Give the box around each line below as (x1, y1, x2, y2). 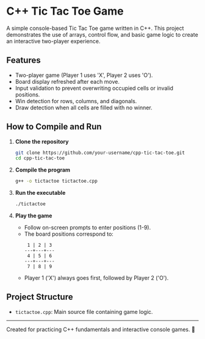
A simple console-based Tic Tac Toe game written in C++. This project (6, 24, 184, 32)
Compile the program (15, 166, 71, 173)
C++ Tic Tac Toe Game (6, 4, 124, 18)
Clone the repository (15, 137, 69, 145)
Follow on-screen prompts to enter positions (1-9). (24, 224, 151, 231)
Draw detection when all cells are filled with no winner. (15, 104, 153, 111)
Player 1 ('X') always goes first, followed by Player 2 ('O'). (24, 274, 169, 282)
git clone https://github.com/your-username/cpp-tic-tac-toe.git (15, 150, 185, 156)
